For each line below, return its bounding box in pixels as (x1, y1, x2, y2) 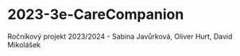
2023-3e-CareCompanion (7, 6, 184, 24)
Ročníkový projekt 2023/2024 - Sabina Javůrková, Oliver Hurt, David (7, 32, 233, 41)
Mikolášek (7, 39, 41, 49)
